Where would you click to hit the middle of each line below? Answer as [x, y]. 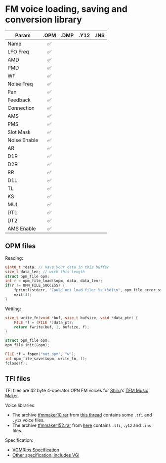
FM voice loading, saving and [66, 9]
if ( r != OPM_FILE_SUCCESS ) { [35, 285]
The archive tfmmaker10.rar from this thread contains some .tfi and [82, 415]
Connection [21, 108]
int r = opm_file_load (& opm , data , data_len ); [54, 281]
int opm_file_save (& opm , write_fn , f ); [46, 359]
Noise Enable [23, 140]
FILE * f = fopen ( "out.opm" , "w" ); [41, 354]
